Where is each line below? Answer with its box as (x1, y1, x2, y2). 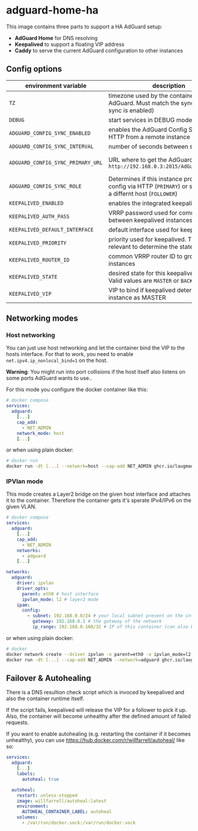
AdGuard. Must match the (108, 98, 180, 107)
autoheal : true (21, 776, 60, 782)
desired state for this (108, 269, 166, 277)
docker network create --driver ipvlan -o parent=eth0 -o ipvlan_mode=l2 (6, 651, 192, 657)
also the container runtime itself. (6, 695, 84, 702)
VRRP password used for (108, 209, 178, 217)
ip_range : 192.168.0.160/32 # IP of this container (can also (32, 624, 189, 630)
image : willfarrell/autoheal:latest (16, 798, 107, 804)
